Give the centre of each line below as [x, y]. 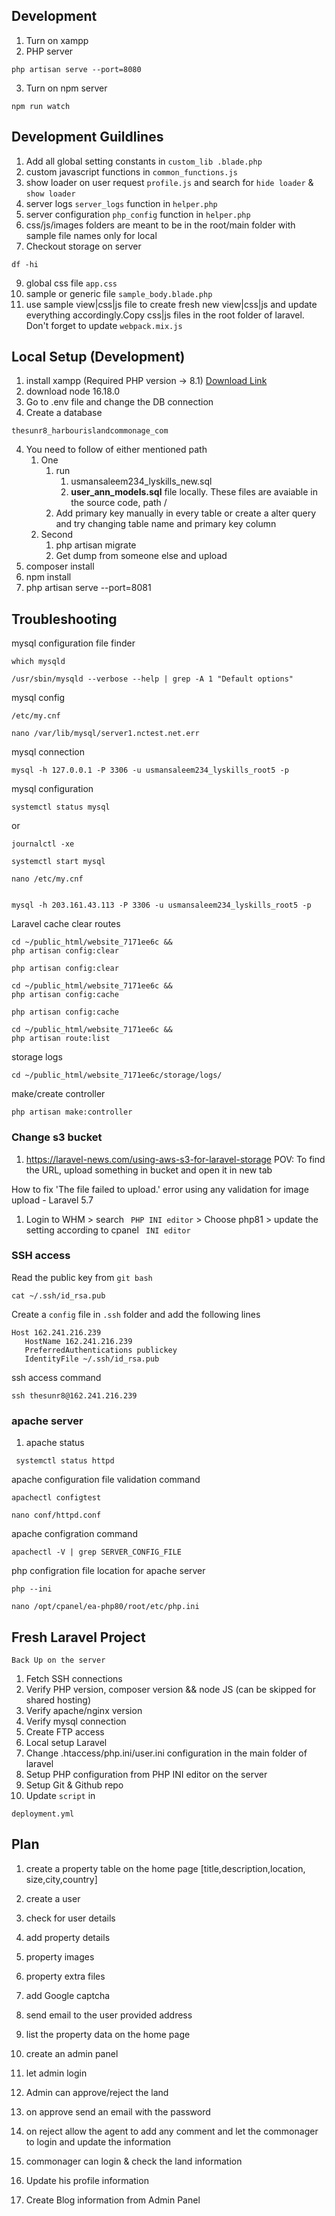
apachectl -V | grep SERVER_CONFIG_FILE [97, 1552]
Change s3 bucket [57, 1137]
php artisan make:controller [72, 1112]
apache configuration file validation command [106, 1480]
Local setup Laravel [66, 1742]
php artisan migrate [96, 545]
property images [60, 1956]
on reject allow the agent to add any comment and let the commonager [172, 2131]
